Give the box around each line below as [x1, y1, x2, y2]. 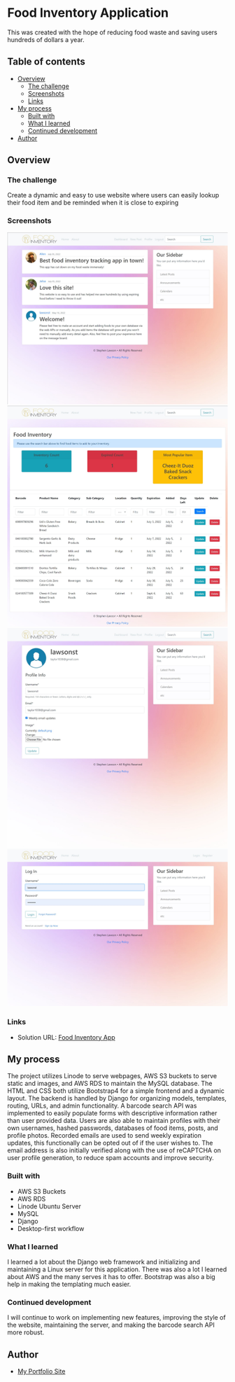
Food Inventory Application [7, 5, 169, 21]
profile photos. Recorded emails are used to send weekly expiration [7, 1131, 201, 1140]
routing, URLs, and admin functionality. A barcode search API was [7, 1101, 197, 1110]
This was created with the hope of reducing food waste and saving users [7, 28, 218, 36]
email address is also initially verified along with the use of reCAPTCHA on [7, 1146, 222, 1154]
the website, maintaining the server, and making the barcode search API [7, 1321, 215, 1329]
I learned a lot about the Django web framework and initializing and [7, 1258, 201, 1266]
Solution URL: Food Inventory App [17, 1033, 115, 1041]
